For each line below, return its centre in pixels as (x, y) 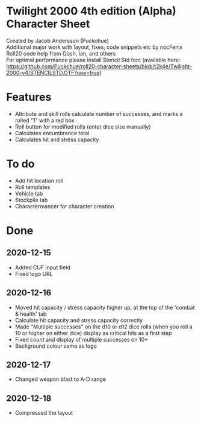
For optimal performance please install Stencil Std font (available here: (93, 60)
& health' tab (31, 314)
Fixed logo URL (34, 273)
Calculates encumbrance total (52, 133)
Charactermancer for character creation (64, 206)
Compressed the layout (44, 413)
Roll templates (32, 187)
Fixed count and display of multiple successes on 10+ (82, 339)
